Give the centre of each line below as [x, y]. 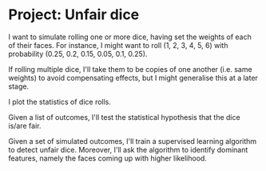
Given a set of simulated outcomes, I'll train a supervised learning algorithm [133, 141]
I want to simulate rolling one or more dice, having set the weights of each [130, 37]
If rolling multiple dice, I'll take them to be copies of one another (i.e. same [131, 69]
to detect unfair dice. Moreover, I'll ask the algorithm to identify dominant [128, 149]
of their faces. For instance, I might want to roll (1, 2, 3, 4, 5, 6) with [118, 45]
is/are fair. [25, 125]
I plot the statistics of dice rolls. [60, 101]
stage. [19, 86]
